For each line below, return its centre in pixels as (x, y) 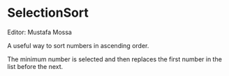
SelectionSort (48, 13)
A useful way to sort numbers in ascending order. (78, 45)
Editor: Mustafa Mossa (39, 32)
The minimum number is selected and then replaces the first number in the (114, 59)
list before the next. (35, 66)
